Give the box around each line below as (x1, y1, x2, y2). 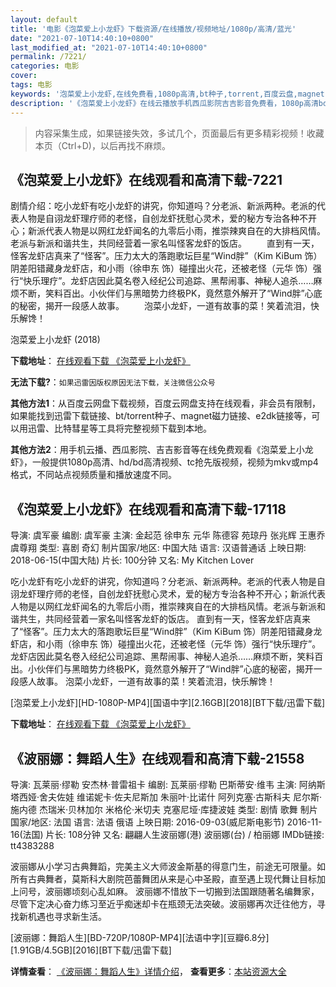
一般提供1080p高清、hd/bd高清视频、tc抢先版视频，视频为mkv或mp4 (31, 456, 319, 468)
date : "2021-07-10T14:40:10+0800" (10, 33, 155, 43)
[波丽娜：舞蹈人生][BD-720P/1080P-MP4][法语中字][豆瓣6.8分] (10, 931, 270, 943)
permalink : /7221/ (10, 52, 87, 62)
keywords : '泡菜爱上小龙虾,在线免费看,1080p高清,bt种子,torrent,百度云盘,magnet (10, 89, 325, 99)
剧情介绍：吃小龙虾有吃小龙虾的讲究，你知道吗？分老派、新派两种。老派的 (10, 200, 317, 212)
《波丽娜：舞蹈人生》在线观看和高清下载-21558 (10, 750, 305, 767)
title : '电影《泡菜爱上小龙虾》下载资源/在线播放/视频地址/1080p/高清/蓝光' (10, 24, 297, 34)
